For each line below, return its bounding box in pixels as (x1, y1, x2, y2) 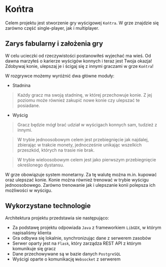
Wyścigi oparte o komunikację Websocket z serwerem (12, 256, 121, 262)
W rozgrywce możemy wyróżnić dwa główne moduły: (5, 73, 115, 79)
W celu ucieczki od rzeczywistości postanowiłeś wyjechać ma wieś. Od (5, 53, 151, 58)
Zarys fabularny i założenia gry (5, 40, 103, 48)
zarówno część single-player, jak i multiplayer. (5, 25, 100, 31)
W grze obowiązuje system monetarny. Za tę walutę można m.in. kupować (5, 171, 157, 177)
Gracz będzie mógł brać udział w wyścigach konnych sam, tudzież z (17, 121, 158, 127)
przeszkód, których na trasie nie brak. (17, 147, 95, 153)
